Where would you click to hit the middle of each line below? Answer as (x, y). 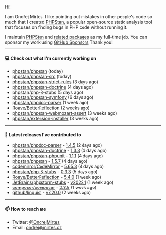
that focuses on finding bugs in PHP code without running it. (66, 27)
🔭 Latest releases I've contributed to (43, 134)
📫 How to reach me (26, 209)
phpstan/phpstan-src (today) (42, 77)
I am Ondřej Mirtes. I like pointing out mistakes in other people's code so (79, 17)
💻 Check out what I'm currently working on (51, 58)
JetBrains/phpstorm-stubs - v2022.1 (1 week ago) (63, 182)
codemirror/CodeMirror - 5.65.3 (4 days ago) (58, 166)
